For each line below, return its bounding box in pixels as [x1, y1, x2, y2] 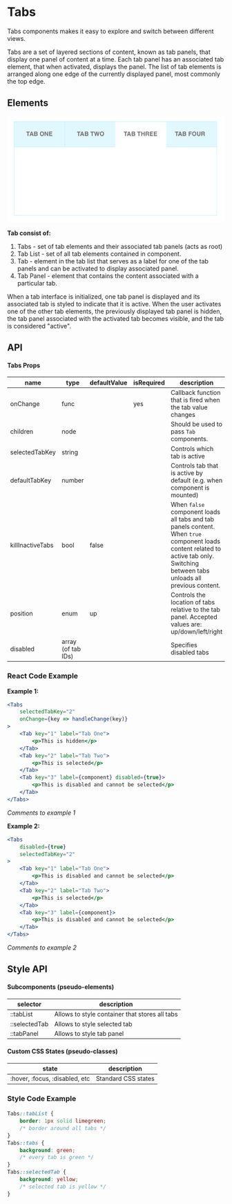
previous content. [171, 582, 221, 590]
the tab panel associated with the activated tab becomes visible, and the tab [7, 314, 224, 322]
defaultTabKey [10, 476, 52, 484]
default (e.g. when [171, 476, 223, 484]
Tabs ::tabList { [7, 1111, 54, 1118]
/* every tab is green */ [19, 1154, 95, 1161]
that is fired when [171, 396, 220, 405]
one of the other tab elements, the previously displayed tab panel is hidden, [7, 307, 222, 315]
